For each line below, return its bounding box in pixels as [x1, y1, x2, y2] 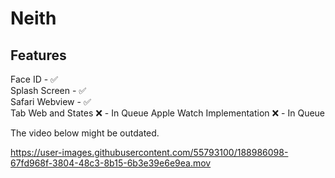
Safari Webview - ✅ [10, 96, 92, 107]
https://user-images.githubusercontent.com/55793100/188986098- [10, 147, 289, 158]
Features [10, 47, 67, 64]
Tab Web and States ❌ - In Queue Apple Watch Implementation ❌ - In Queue [10, 107, 326, 119]
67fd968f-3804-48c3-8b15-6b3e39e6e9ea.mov [10, 157, 212, 169]
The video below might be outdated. [10, 127, 160, 139]
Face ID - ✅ [10, 73, 58, 85]
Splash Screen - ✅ [10, 85, 87, 96]
